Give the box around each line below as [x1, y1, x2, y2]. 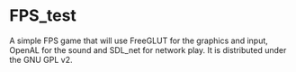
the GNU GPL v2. [9, 54, 73, 65]
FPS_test [9, 5, 76, 26]
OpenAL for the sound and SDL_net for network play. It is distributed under [9, 44, 287, 55]
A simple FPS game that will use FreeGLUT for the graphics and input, [9, 35, 268, 46]
